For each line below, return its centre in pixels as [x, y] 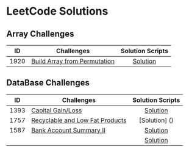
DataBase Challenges [48, 83]
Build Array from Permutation [73, 61]
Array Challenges [40, 34]
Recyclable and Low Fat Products [79, 120]
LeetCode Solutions [57, 11]
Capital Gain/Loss [57, 110]
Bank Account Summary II [68, 130]
